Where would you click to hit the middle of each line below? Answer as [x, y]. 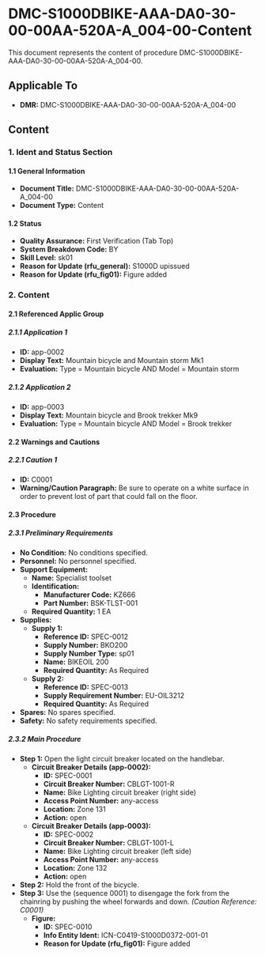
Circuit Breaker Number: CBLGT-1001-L [108, 843]
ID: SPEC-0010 [68, 927]
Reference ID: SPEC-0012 [86, 637]
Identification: [55, 587]
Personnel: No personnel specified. [78, 561]
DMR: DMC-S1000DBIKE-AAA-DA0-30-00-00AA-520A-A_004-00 [128, 104]
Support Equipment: [54, 569]
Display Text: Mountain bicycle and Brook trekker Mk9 [109, 415]
